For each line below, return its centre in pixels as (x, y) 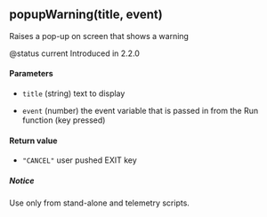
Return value (33, 141)
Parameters (31, 74)
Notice (22, 181)
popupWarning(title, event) (86, 15)
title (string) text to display (73, 93)
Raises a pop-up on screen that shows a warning (99, 36)
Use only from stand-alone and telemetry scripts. (99, 203)
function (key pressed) (64, 120)
